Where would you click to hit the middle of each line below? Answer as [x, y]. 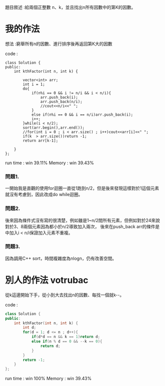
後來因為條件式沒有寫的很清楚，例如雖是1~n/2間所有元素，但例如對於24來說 [82, 220]
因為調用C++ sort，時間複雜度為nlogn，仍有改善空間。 [61, 258]
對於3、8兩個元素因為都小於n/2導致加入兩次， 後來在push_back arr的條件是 [82, 226]
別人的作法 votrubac [47, 280]
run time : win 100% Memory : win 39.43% [49, 379]
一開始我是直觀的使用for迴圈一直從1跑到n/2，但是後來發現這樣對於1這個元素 [82, 188]
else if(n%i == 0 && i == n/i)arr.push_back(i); [82, 115]
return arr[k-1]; [40, 141]
